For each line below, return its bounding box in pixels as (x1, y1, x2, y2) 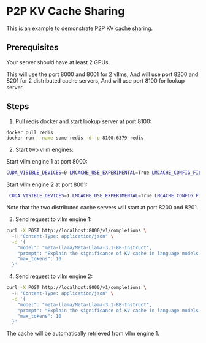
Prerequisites (6, 42, 59, 53)
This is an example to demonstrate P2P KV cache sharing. (6, 24, 153, 32)
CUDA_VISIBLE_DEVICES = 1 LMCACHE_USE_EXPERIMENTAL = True (9, 193, 152, 199)
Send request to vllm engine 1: (15, 216, 92, 223)
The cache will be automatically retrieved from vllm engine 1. (6, 330, 159, 337)
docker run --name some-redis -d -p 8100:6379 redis (6, 135, 144, 141)
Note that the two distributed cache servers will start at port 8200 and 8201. (6, 204, 199, 211)
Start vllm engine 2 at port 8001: (6, 181, 88, 188)
